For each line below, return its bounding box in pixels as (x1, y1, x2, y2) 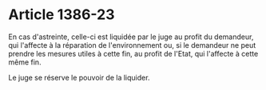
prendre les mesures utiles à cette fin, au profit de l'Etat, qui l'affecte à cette (8, 49, 259, 58)
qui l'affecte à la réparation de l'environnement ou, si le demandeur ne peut (8, 40, 256, 49)
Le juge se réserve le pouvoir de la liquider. (8, 72, 150, 82)
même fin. (8, 57, 42, 67)
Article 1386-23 (8, 6, 115, 24)
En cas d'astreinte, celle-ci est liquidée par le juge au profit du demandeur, (8, 32, 254, 41)
